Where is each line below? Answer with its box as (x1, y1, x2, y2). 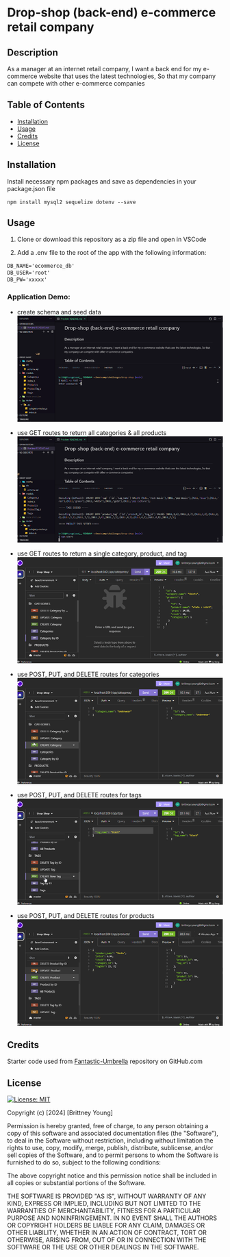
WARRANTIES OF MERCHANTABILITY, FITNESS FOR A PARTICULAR (7, 1207, 201, 1215)
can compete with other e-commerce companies (7, 79, 145, 87)
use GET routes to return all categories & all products (16, 428, 167, 436)
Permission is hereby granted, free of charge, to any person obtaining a (7, 1122, 209, 1130)
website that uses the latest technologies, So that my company (38, 72, 216, 80)
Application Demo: (7, 293, 71, 302)
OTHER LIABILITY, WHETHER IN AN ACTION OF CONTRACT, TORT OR (7, 1228, 207, 1237)
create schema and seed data (16, 308, 101, 316)
